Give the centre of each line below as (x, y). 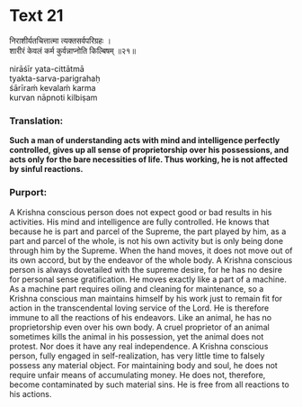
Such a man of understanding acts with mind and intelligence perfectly (145, 140)
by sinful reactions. (46, 169)
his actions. (31, 393)
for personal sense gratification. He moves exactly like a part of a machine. (148, 279)
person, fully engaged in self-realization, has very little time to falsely (137, 356)
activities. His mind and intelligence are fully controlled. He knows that (139, 222)
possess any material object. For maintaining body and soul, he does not (144, 365)
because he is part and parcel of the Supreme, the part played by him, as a (148, 231)
